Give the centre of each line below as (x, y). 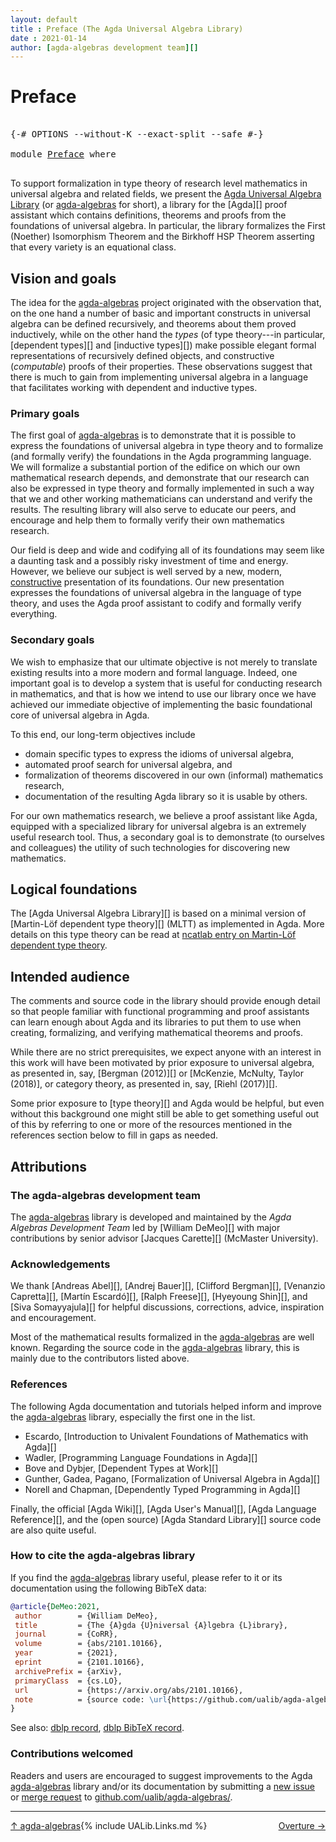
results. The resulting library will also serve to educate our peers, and (153, 510)
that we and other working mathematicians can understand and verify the (161, 499)
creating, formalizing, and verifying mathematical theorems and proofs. (157, 1033)
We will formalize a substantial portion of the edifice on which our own (155, 467)
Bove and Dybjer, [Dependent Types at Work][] (121, 1468)
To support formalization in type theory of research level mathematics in (159, 183)
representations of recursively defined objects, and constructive (142, 355)
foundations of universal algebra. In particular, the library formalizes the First (168, 226)
